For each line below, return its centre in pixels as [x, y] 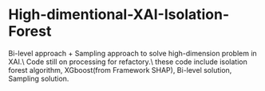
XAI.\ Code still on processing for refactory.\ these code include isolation [128, 62]
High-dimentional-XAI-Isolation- [119, 15]
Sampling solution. [39, 78]
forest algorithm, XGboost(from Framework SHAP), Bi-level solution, [120, 70]
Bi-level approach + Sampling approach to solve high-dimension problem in [132, 53]
